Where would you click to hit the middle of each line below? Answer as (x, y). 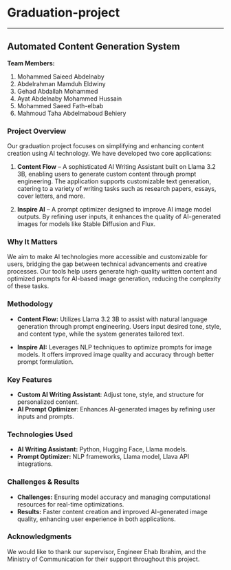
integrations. (35, 464)
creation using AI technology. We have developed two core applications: (109, 154)
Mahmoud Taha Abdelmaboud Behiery (71, 113)
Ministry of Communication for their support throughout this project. (103, 559)
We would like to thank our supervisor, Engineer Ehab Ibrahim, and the (107, 551)
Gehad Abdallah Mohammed (57, 91)
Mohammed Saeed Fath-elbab (60, 105)
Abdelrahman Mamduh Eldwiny (61, 83)
